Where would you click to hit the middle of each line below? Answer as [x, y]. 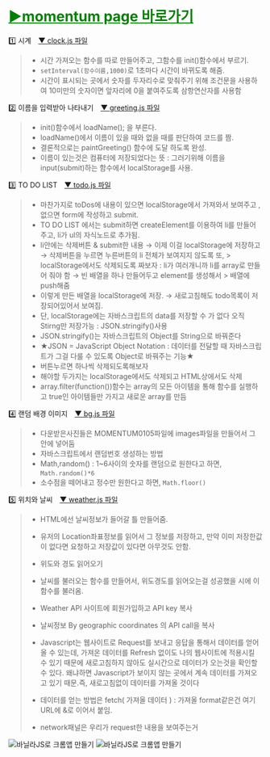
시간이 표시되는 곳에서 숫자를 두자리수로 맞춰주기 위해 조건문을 [138, 80]
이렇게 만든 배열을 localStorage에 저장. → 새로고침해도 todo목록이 [145, 295]
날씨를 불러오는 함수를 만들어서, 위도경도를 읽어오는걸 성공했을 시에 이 [150, 580]
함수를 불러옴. [62, 591]
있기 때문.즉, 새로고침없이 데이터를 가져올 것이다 [124, 683]
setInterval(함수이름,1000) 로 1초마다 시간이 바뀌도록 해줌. [133, 70]
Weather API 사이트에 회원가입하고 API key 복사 [116, 608]
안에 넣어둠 [57, 443]
